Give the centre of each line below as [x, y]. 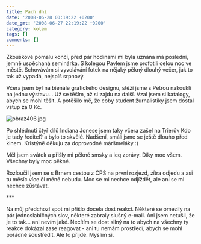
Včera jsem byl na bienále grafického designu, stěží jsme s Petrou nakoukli [99, 88]
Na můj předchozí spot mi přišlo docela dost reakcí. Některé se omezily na [98, 209]
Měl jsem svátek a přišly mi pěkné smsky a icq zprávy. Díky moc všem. [94, 155]
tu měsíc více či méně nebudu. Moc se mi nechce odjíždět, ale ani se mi [95, 179]
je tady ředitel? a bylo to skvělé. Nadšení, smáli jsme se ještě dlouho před [97, 137]
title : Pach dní [26, 12]
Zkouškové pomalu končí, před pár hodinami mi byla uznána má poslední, [97, 57]
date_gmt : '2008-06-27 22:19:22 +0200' [56, 23]
